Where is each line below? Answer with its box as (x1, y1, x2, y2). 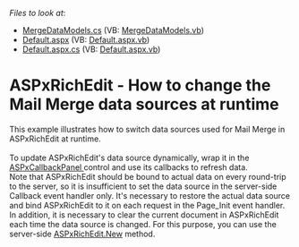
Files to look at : (9, 8, 66, 18)
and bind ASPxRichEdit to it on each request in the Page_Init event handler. (9, 200, 286, 210)
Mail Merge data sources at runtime (9, 94, 279, 115)
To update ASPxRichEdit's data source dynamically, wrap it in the (9, 152, 250, 163)
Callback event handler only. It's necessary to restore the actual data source (9, 190, 291, 200)
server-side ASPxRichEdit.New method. (9, 228, 156, 239)
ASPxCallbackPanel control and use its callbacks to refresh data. (9, 161, 248, 173)
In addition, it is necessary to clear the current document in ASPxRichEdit (9, 209, 279, 220)
